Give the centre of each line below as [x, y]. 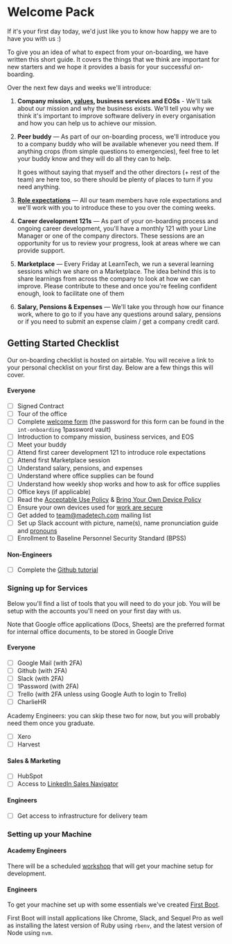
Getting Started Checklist [63, 343]
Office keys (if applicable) [54, 491]
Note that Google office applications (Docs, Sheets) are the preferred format [116, 624]
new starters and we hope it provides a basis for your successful [100, 67]
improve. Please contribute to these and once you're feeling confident [117, 286]
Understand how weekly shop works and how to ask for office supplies [118, 484]
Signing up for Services [47, 588]
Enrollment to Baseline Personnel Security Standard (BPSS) [102, 538]
